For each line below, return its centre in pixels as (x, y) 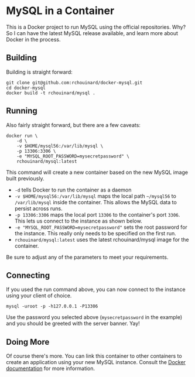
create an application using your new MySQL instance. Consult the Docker (96, 362)
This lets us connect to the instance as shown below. (78, 221)
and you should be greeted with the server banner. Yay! (73, 324)
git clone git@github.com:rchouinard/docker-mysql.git (74, 83)
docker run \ (22, 136)
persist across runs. (38, 208)
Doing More (28, 342)
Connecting (28, 275)
